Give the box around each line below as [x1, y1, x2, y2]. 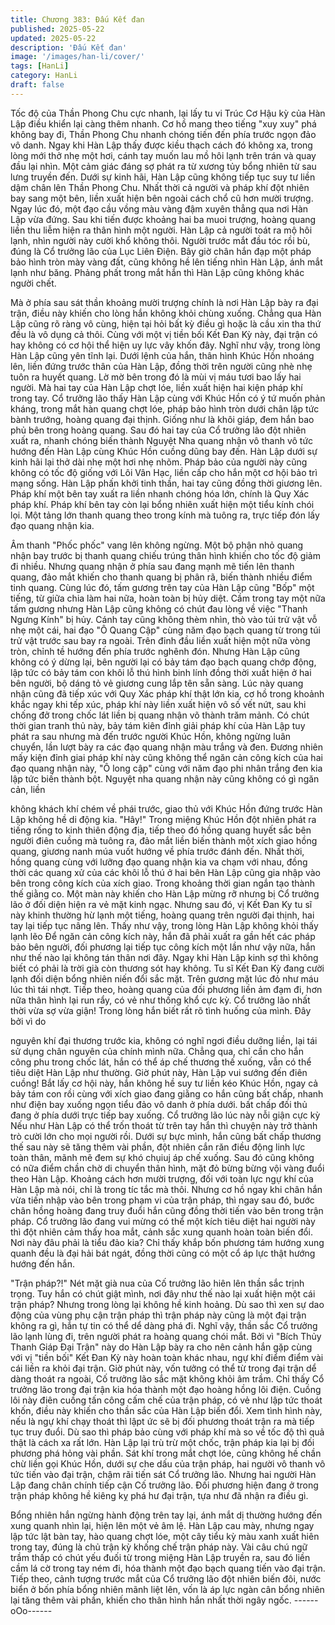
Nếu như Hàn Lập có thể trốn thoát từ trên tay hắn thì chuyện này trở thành [10, 1119, 318, 1131]
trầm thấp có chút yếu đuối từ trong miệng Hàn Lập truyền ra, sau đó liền [10, 1551, 311, 1563]
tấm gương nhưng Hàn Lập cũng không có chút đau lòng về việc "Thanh [10, 602, 308, 615]
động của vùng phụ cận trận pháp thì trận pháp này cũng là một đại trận [10, 1309, 307, 1321]
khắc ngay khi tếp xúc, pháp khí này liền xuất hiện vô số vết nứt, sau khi [10, 698, 307, 710]
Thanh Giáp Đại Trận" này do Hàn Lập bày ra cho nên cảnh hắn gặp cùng [10, 1341, 313, 1353]
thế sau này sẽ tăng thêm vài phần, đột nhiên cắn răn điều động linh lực [10, 1141, 306, 1153]
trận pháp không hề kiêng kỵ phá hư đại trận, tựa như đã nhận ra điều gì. [10, 1489, 309, 1501]
